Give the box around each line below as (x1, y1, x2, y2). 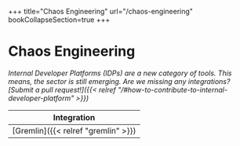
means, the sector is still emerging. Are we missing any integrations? (8, 76, 231, 86)
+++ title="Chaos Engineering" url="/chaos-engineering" (8, 7, 194, 16)
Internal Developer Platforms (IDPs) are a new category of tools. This (8, 68, 232, 78)
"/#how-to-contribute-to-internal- (117, 85, 228, 94)
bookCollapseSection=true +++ (8, 15, 111, 24)
